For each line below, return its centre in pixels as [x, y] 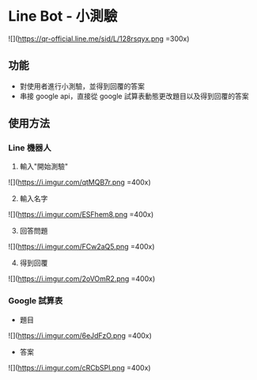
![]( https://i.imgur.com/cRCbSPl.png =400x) [80, 367]
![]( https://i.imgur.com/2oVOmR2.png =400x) [82, 279]
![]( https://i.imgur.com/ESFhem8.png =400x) [81, 215]
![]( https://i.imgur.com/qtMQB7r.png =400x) [80, 182]
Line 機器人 [30, 148]
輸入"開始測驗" [44, 166]
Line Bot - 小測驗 [63, 16]
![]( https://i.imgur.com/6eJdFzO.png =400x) [80, 335]
